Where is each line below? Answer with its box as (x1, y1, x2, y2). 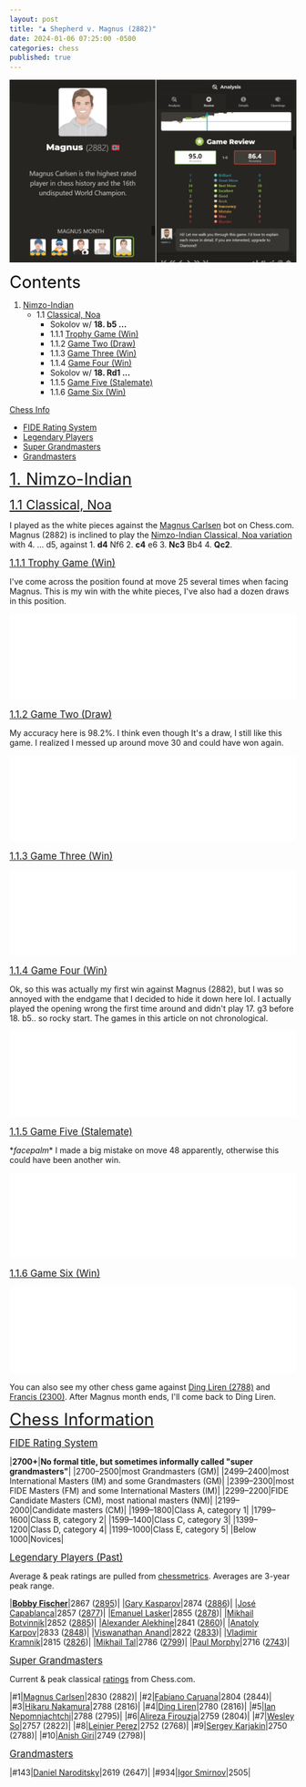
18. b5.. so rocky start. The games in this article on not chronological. (9, 1013, 269, 1024)
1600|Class (9, 1515, 52, 1526)
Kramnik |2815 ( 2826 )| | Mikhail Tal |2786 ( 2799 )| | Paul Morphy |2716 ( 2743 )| (9, 1637, 291, 1648)
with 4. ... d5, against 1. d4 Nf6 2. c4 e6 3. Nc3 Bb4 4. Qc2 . (9, 539, 233, 550)
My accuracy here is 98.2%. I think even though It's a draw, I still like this (9, 728, 282, 739)
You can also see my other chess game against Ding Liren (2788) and (9, 1382, 270, 1393)
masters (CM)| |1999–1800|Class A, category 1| (72, 1505, 250, 1516)
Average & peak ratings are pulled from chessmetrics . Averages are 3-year (9, 1571, 291, 1582)
